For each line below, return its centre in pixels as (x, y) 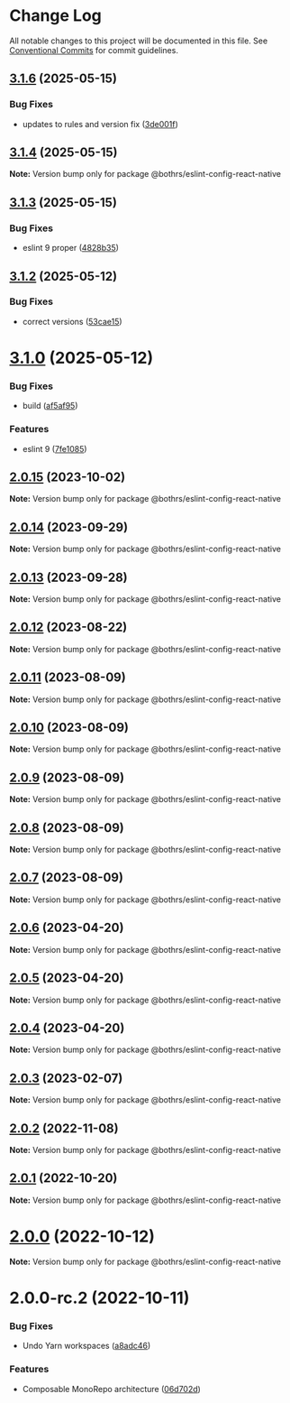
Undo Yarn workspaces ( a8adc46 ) (86, 1346)
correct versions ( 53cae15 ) (72, 321)
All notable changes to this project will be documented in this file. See (139, 41)
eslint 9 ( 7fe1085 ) (54, 448)
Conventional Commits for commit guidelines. (94, 50)
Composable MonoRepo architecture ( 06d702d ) (111, 1389)
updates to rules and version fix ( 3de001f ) (100, 124)
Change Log (55, 16)
